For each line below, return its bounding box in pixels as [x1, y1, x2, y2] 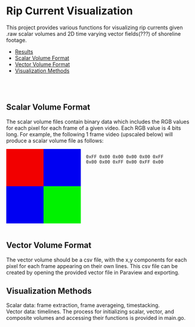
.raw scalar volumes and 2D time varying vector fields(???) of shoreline [6, 30, 181, 37]
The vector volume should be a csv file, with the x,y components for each [6, 256, 187, 263]
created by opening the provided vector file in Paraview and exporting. [6, 269, 180, 276]
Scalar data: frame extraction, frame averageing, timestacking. [6, 302, 160, 309]
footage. [6, 36, 27, 43]
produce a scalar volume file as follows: [6, 137, 104, 144]
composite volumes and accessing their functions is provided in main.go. [6, 314, 186, 322]
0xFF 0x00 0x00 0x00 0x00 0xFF [86, 154, 164, 160]
